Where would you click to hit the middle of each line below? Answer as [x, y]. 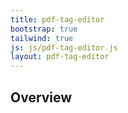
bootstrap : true [44, 29]
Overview [41, 97]
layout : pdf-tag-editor [60, 57]
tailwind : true [42, 38]
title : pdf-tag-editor [57, 19]
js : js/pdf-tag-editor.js [64, 47]
